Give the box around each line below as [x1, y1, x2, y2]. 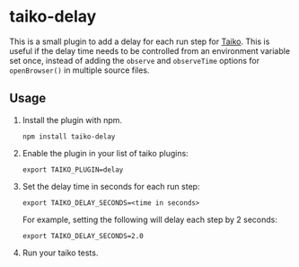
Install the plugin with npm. [22, 114, 123, 125]
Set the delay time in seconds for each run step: [22, 181, 200, 191]
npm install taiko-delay [22, 132, 116, 141]
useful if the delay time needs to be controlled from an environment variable [9, 45, 290, 56]
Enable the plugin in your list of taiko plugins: [22, 147, 189, 158]
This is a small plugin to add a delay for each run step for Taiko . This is [9, 36, 270, 47]
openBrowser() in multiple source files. [9, 65, 150, 76]
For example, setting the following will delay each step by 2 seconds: [22, 214, 278, 225]
